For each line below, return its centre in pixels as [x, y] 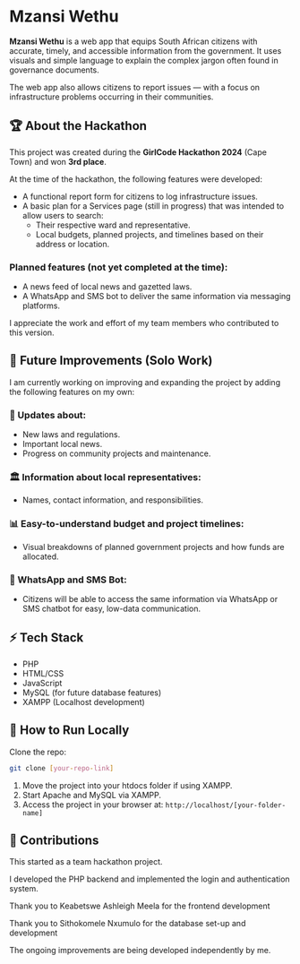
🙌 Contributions [54, 840]
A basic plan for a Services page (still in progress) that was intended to [153, 206]
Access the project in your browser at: [93, 805]
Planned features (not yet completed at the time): [119, 267]
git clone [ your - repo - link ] [62, 768]
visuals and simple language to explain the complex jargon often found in [144, 60]
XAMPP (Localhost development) [83, 701]
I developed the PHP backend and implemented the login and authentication [150, 879]
